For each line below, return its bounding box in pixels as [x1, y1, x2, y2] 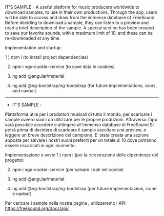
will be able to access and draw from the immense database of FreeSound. [5, 15, 156, 20]
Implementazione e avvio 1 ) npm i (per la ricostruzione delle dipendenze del [5, 152, 159, 158]
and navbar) [12, 88, 37, 93]
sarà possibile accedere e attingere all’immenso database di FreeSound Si [5, 122, 154, 128]
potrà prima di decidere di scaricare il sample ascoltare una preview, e [5, 127, 146, 132]
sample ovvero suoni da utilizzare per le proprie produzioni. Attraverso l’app [5, 117, 158, 122]
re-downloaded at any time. [5, 35, 61, 41]
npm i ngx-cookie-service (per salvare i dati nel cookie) [12, 167, 124, 173]
